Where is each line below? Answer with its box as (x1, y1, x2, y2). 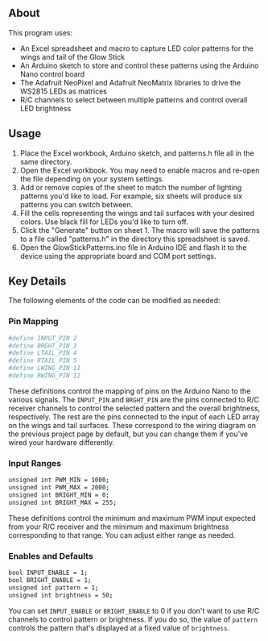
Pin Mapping (8, 316, 59, 327)
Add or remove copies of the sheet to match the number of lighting (19, 182, 242, 192)
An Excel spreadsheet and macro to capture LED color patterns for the (19, 44, 254, 53)
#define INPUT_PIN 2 (8, 334, 78, 342)
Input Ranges (8, 457, 62, 468)
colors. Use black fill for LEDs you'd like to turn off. (19, 217, 189, 227)
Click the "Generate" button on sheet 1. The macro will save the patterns (19, 225, 260, 235)
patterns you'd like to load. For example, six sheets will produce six (19, 191, 243, 201)
